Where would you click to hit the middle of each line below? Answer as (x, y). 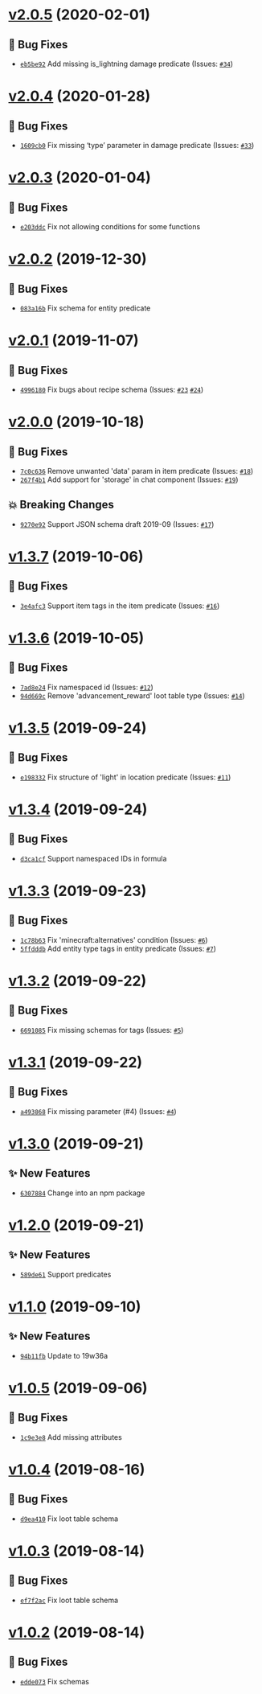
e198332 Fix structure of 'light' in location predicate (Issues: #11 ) (125, 777)
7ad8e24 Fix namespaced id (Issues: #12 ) (87, 687)
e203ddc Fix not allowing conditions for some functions (110, 226)
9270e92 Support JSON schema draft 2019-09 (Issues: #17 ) (117, 524)
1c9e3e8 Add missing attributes (71, 1437)
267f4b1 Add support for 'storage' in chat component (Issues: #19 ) (129, 479)
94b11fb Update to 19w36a (64, 1355)
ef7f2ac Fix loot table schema (69, 1600)
